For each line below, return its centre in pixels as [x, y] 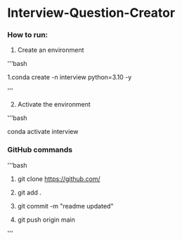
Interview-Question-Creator [91, 13]
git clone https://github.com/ [59, 179]
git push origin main [46, 220]
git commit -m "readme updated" [65, 206]
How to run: [28, 35]
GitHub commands [40, 150]
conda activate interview [43, 132]
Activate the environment [54, 105]
